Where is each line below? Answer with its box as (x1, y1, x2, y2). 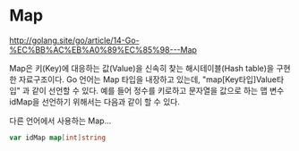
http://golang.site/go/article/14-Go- (9, 35, 141, 46)
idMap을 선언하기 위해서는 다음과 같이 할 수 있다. (9, 96, 181, 107)
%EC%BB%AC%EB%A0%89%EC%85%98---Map (9, 44, 197, 55)
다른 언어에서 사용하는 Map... (9, 115, 112, 126)
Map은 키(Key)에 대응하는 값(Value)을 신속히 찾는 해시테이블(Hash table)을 (9, 63, 275, 73)
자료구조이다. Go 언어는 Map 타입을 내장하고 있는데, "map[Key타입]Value (18, 73, 278, 85)
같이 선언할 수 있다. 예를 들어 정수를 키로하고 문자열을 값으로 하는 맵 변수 (31, 85, 285, 96)
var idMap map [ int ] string (9, 133, 106, 142)
